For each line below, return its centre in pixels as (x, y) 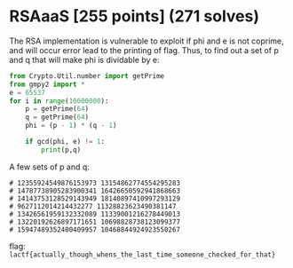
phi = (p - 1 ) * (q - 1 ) (71, 126)
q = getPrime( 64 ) (57, 117)
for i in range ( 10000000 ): (59, 101)
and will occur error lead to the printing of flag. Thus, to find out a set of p (144, 50)
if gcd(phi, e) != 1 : (65, 142)
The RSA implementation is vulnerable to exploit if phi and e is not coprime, (146, 41)
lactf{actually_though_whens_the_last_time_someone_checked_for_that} (143, 255)
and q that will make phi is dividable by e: (84, 59)
